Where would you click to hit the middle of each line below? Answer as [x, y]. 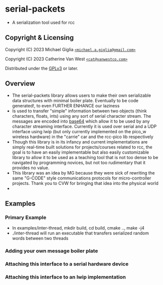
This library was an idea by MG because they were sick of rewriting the [83, 173]
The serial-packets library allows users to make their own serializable [81, 95]
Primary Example [26, 217]
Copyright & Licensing [39, 38]
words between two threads [40, 238]
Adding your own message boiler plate [52, 251]
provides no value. [31, 168]
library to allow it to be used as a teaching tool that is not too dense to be [85, 157]
